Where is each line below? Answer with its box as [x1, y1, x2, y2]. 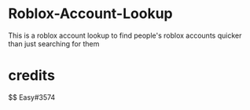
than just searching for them [8, 38, 100, 48]
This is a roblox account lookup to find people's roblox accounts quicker [8, 31, 242, 40]
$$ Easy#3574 [8, 92, 56, 102]
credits [8, 67, 55, 85]
